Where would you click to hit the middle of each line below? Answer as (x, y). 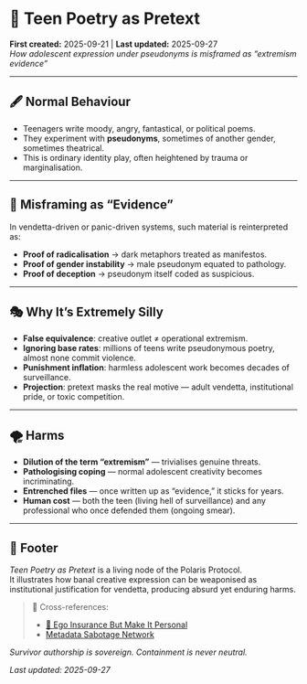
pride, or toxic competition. (74, 397)
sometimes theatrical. (64, 148)
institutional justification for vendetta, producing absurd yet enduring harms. (153, 589)
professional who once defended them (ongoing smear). (129, 510)
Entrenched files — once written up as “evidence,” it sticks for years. (153, 491)
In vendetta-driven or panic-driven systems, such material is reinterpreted (149, 227)
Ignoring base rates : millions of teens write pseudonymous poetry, (149, 348)
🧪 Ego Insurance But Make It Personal (116, 625)
